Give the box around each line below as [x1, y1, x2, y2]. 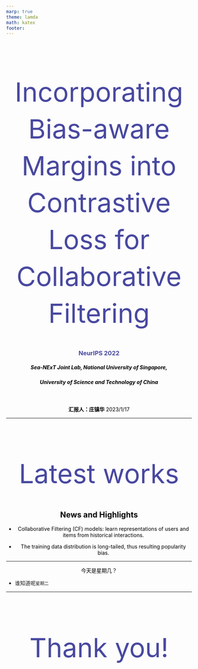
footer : [6, 25, 25, 31]
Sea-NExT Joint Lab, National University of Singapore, [30, 363, 168, 370]
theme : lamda [6, 14, 38, 20]
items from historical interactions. [62, 532, 144, 539]
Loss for [48, 223, 150, 256]
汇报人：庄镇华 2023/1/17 [68, 405, 130, 413]
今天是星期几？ [81, 567, 117, 574]
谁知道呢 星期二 [14, 579, 49, 587]
